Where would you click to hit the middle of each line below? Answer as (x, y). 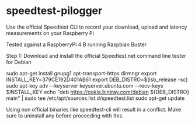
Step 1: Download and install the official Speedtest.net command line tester (96, 55)
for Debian (19, 62)
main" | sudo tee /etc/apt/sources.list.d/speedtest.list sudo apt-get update (95, 98)
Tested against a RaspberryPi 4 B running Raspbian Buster (76, 44)
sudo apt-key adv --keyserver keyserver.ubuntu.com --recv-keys (85, 85)
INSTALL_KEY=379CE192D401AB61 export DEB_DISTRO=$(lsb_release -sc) (97, 79)
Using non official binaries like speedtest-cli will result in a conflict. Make (94, 109)
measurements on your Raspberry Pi (50, 33)
